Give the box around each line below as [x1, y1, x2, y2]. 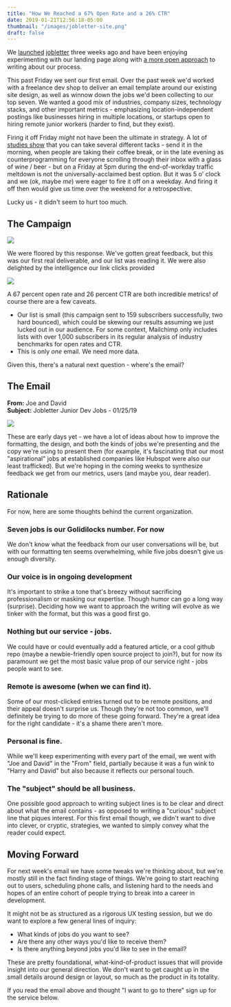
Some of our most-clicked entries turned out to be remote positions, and [7, 697, 212, 705]
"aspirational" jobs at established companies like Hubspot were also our [7, 454, 211, 462]
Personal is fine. [7, 736, 63, 746]
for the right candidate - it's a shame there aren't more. [7, 719, 164, 727]
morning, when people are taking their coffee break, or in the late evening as [7, 148, 224, 156]
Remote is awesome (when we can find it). [7, 681, 152, 691]
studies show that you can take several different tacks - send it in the [7, 141, 203, 149]
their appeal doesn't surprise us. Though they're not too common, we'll [7, 704, 209, 713]
